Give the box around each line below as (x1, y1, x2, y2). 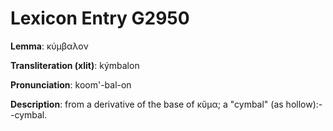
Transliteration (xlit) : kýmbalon (10, 59, 140, 71)
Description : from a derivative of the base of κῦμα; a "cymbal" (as (10, 98, 284, 110)
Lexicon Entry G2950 (10, 7, 190, 30)
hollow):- (285, 98, 323, 110)
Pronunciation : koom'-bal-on (10, 78, 132, 91)
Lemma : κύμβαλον (10, 40, 89, 52)
